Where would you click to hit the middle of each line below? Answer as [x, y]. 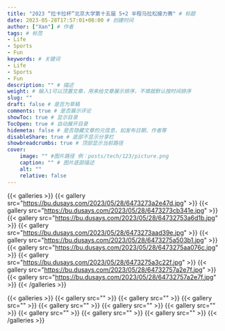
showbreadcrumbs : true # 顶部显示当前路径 [65, 144]
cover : [17, 150]
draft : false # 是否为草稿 [43, 105]
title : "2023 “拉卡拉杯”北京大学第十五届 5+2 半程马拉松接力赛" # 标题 [101, 14]
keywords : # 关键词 [34, 59]
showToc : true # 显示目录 [43, 117]
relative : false [43, 176]
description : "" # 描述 [41, 85]
